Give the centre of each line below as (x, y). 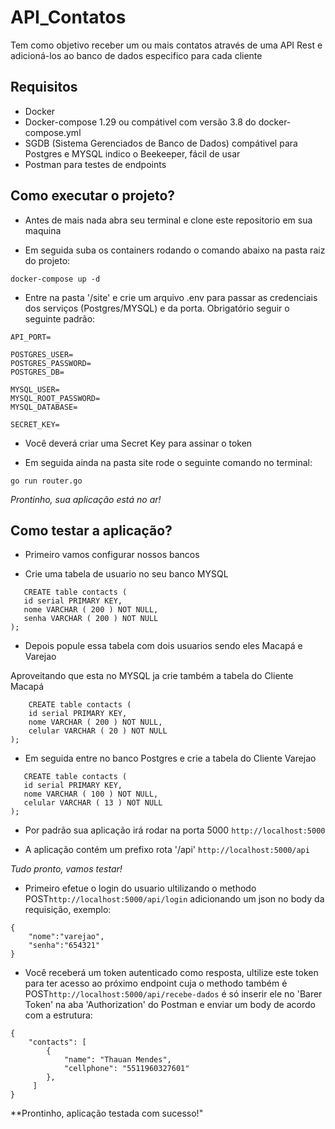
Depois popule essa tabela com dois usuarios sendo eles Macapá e (163, 646)
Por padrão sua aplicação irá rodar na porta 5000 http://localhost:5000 (175, 830)
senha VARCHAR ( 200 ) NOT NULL (91, 619)
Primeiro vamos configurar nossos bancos (112, 555)
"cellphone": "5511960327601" (126, 1069)
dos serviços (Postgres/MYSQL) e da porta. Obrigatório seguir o (157, 308)
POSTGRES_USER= (42, 354)
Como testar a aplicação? (91, 530)
